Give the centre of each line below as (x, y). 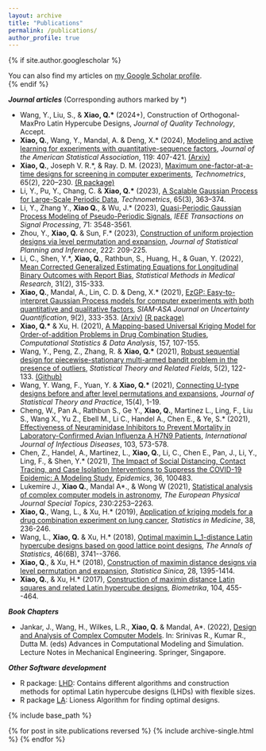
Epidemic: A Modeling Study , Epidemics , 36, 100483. (106, 478)
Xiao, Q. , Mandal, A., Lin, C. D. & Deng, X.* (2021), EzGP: (112, 292)
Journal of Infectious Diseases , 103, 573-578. (94, 444)
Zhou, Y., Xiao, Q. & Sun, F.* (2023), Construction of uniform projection (137, 233)
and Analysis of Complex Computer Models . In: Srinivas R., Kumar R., (133, 636)
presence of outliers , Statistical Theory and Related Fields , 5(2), (125, 368)
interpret (34, 301)
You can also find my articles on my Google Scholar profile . (105, 75)
